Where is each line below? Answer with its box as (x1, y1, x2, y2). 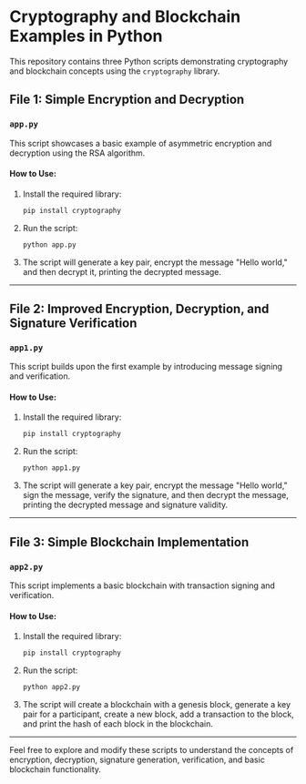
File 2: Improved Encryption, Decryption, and (9, 300, 270, 316)
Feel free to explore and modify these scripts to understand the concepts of (9, 744, 294, 755)
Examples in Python (9, 25, 163, 46)
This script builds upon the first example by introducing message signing (9, 361, 283, 372)
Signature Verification (9, 315, 138, 331)
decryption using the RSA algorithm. (9, 148, 146, 158)
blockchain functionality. (9, 763, 102, 775)
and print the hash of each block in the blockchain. (22, 718, 214, 729)
